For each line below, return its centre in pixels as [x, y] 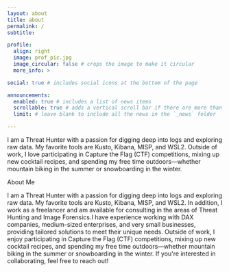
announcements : [29, 95]
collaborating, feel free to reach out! [58, 261]
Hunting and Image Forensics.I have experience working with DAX [100, 217]
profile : [20, 45]
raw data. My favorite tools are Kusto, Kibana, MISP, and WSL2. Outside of [112, 147]
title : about [26, 20]
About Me [21, 182]
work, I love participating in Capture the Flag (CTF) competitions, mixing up [113, 154]
